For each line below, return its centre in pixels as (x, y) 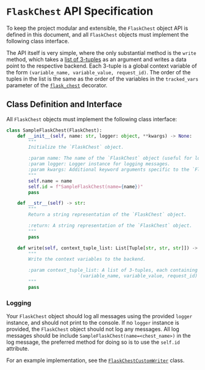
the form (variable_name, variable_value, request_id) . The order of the (99, 72)
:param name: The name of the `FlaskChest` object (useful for (110, 158)
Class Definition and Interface (64, 105)
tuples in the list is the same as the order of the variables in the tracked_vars (103, 79)
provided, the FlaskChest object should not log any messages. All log (93, 329)
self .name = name (50, 181)
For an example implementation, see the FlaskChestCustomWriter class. (95, 360)
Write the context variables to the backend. (87, 259)
